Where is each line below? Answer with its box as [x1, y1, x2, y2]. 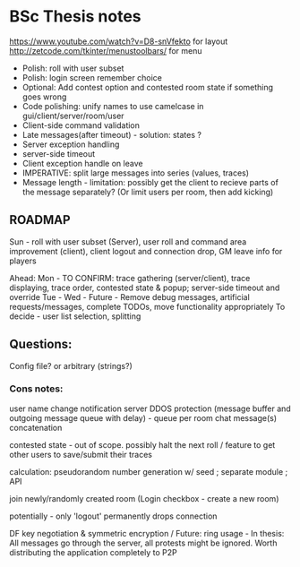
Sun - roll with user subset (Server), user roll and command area [9, 236, 247, 247]
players [9, 255, 38, 266]
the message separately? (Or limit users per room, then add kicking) [21, 186, 274, 197]
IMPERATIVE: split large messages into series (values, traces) [21, 168, 249, 178]
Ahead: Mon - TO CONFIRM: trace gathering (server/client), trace [9, 272, 251, 283]
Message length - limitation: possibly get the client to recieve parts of [21, 176, 279, 187]
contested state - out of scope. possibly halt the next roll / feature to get [9, 439, 276, 450]
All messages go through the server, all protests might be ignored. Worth [9, 537, 278, 548]
